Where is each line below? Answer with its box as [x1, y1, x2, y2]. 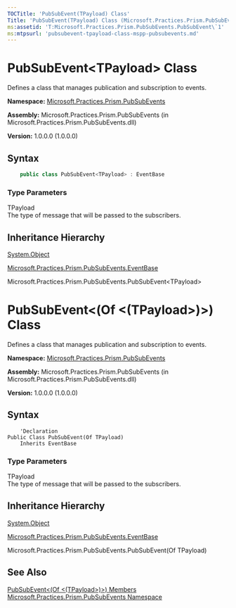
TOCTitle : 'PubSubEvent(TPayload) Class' [7, 10, 131, 18]
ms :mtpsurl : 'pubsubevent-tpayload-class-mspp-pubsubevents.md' [7, 30, 199, 37]
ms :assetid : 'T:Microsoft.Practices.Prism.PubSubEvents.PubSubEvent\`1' [7, 23, 225, 30]
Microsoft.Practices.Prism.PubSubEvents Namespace [7, 593, 163, 601]
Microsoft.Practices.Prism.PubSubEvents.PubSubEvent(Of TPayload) [7, 546, 207, 555]
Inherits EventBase [20, 440, 77, 447]
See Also [7, 566, 47, 578]
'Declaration [20, 427, 58, 435]
